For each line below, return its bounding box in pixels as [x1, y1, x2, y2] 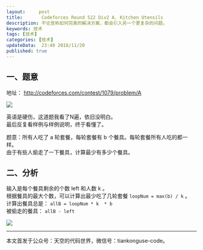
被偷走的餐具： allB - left [6, 207, 75, 214]
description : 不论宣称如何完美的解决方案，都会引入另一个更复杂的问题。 [6, 20, 168, 26]
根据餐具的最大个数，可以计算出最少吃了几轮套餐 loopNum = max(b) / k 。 [6, 192, 191, 199]
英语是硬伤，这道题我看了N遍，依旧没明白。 [6, 113, 117, 120]
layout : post [6, 8, 50, 15]
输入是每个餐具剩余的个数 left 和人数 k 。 [6, 185, 108, 192]
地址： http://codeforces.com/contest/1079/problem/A [6, 89, 142, 96]
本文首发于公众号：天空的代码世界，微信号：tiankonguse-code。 [6, 237, 169, 245]
